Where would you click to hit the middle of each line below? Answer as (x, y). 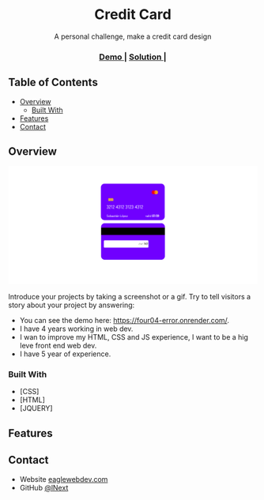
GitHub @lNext (44, 487)
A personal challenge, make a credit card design (133, 36)
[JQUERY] (36, 408)
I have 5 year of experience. (65, 354)
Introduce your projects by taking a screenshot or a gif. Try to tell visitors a (130, 297)
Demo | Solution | (133, 57)
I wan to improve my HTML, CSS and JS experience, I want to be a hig (134, 337)
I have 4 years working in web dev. (76, 329)
